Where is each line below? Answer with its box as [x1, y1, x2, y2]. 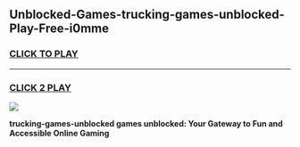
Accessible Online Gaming [9, 127, 110, 138]
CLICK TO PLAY [9, 48, 79, 61]
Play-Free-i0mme [9, 21, 110, 37]
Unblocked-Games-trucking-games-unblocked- [9, 7, 286, 22]
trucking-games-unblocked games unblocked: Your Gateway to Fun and [9, 118, 283, 128]
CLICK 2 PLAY [9, 81, 71, 94]
